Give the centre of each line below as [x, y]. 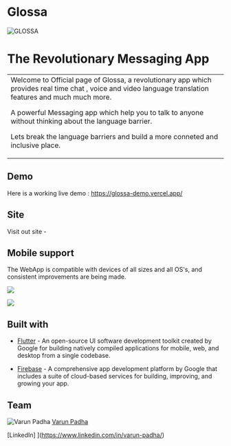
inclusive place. [35, 145]
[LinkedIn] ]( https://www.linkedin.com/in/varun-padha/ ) [86, 435]
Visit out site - [27, 231]
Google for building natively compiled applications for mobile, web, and [118, 348]
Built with [28, 324]
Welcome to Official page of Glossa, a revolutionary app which [111, 80]
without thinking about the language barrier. [81, 121]
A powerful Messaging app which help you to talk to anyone [107, 112]
